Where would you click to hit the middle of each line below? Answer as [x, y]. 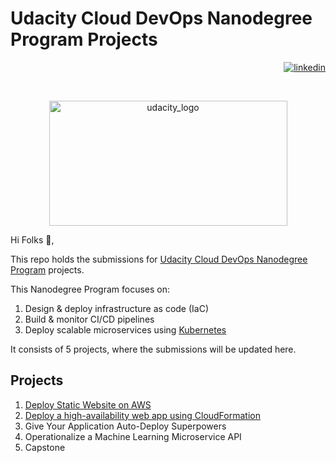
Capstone [45, 447]
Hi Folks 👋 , [32, 239]
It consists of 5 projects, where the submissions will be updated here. [153, 349]
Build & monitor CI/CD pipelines [89, 319]
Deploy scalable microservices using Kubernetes [125, 329]
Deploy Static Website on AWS [88, 404]
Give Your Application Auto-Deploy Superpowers [125, 426]
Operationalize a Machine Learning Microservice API [133, 436]
